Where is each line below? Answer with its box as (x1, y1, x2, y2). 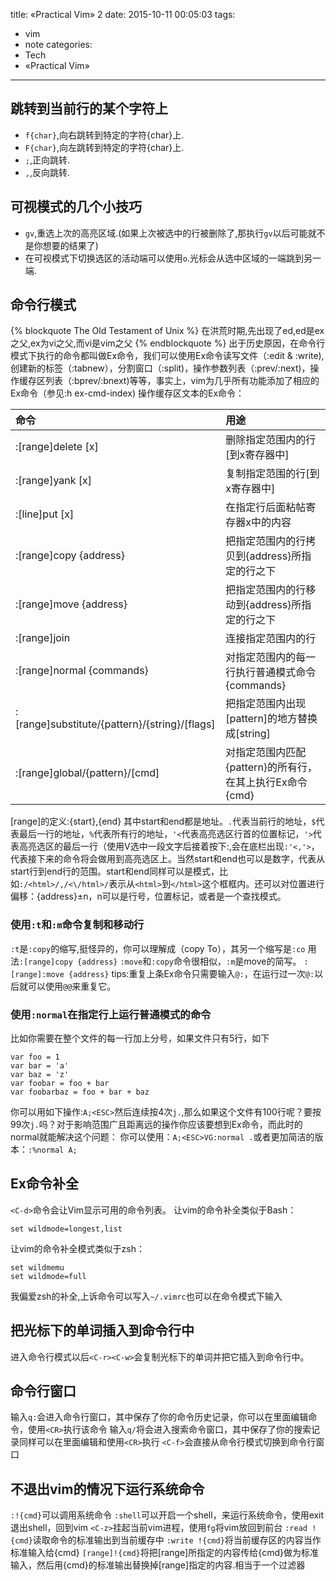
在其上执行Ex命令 (225, 775, 308, 789)
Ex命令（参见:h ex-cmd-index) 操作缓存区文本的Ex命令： (10, 387, 245, 399)
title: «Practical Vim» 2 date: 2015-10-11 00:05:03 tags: (10, 9, 236, 20)
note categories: (24, 39, 93, 50)
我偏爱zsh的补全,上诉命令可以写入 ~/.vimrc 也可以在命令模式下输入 (10, 1290, 283, 1302)
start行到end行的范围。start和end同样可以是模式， (10, 865, 220, 878)
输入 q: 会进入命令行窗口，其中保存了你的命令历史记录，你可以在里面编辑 (10, 1411, 309, 1423)
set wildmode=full (10, 1271, 87, 1281)
